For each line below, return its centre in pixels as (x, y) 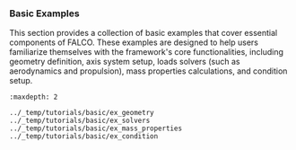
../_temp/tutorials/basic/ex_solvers (80, 121)
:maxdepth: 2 (34, 97)
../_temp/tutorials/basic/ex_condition (84, 137)
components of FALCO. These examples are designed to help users (134, 42)
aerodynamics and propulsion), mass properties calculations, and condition (148, 71)
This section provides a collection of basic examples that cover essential (144, 33)
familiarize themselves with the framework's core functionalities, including (147, 52)
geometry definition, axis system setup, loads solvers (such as (125, 62)
